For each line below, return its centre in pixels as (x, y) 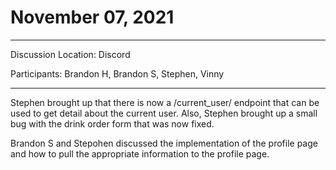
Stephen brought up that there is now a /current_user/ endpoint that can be (165, 102)
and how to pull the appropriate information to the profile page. (140, 153)
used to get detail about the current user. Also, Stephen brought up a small (164, 113)
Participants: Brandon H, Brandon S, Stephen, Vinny (117, 73)
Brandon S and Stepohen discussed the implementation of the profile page (164, 143)
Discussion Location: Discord (70, 54)
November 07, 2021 (92, 17)
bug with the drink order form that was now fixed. (112, 123)
